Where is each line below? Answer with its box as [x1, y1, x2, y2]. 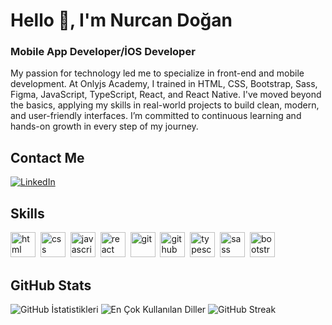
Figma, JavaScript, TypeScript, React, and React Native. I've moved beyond [10, 89, 322, 101]
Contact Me [10, 149, 85, 166]
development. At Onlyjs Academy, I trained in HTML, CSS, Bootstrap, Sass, [10, 78, 318, 90]
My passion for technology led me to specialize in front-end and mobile [10, 67, 305, 79]
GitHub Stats [10, 277, 92, 294]
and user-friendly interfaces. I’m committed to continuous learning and [10, 110, 302, 122]
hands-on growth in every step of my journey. [10, 120, 199, 133]
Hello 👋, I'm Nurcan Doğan [10, 9, 233, 32]
